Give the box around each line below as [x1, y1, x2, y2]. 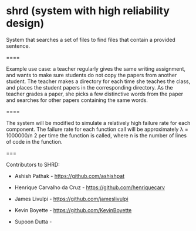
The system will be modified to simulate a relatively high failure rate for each [6, 119, 191, 126]
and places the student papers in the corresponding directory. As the [6, 84, 173, 91]
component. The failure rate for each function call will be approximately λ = [6, 126, 189, 133]
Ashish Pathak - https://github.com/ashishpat [14, 172, 125, 179]
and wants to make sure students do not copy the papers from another [6, 71, 177, 78]
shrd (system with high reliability [6, 4, 170, 18]
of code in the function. [6, 138, 63, 145]
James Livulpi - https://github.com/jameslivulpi [14, 195, 129, 202]
